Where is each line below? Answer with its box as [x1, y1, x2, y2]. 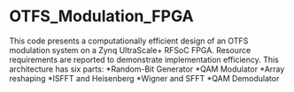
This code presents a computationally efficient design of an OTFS [9, 35, 249, 46]
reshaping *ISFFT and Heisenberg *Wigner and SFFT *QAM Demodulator [9, 73, 280, 83]
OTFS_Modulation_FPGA [9, 6, 194, 27]
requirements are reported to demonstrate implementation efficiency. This [9, 54, 279, 65]
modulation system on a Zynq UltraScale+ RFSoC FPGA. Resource [9, 44, 251, 55]
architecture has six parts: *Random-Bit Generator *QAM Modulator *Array [9, 64, 285, 74]
